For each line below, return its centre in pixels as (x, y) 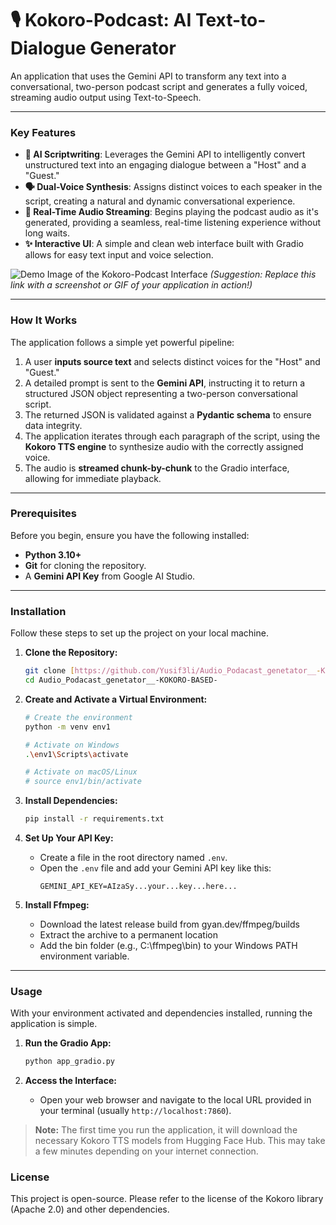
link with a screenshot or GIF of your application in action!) (131, 285)
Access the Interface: (70, 1081)
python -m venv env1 (67, 727)
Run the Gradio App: (68, 1043)
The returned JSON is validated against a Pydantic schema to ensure (168, 414)
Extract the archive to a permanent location (128, 935)
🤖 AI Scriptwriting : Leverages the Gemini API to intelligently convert (165, 154)
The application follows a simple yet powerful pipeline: (122, 342)
